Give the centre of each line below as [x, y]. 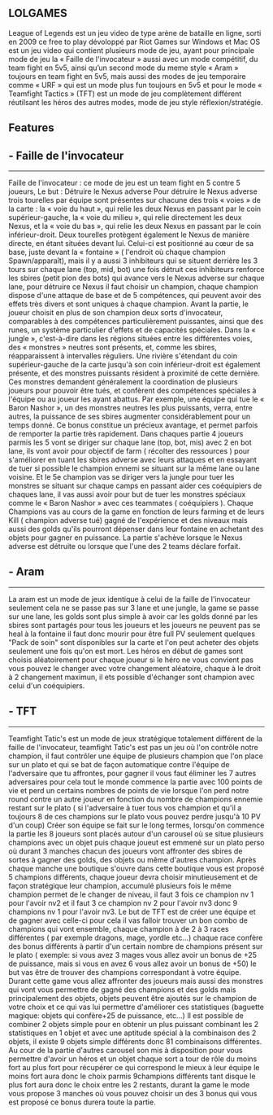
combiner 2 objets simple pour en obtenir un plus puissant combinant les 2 [134, 1024]
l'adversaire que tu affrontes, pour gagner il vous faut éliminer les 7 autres [132, 773]
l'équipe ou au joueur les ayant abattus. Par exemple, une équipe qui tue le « [136, 399]
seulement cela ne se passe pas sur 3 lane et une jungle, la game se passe [134, 608]
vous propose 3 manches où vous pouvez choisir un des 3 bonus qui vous [133, 1093]
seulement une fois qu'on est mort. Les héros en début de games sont [126, 651]
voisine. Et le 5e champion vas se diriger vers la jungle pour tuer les [121, 477]
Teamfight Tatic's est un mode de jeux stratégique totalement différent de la [135, 738]
